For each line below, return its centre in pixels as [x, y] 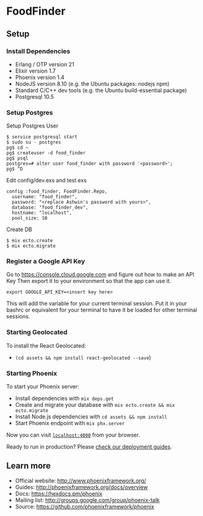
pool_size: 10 [30, 218]
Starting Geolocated [37, 332]
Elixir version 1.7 [35, 71]
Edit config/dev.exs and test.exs [47, 181]
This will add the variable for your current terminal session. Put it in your [97, 304]
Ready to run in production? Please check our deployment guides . [89, 447]
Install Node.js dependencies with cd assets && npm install [91, 417]
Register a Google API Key [46, 262]
